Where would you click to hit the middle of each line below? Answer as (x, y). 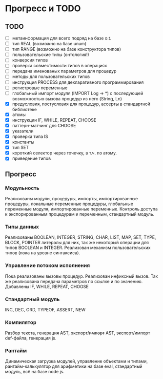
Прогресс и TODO (43, 9)
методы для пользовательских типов (51, 76)
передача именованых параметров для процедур (64, 71)
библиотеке (24, 109)
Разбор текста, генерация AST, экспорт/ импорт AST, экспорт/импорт (78, 333)
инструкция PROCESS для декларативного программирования (78, 82)
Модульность (22, 188)
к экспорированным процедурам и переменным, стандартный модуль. (80, 214)
